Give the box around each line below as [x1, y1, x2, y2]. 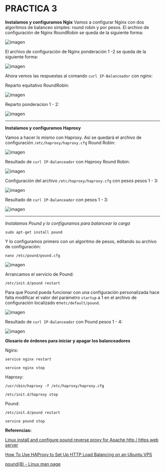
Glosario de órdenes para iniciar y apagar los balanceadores [5, 338, 131, 343]
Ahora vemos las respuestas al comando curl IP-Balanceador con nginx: [5, 73, 153, 79]
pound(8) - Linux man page [5, 461, 61, 467]
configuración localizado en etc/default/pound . [5, 300, 100, 306]
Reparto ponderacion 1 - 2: [5, 101, 59, 107]
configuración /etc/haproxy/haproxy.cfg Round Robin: [5, 139, 115, 145]
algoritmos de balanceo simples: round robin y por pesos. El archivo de [5, 24, 149, 30]
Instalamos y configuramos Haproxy [5, 125, 81, 131]
